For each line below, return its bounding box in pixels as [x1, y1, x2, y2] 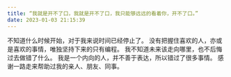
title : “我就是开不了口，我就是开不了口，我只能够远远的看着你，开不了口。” [7, 10, 198, 17]
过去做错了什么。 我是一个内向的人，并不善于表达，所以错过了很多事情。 [7, 53, 216, 62]
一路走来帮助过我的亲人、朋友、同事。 [13, 62, 123, 70]
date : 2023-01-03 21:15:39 [7, 16, 86, 23]
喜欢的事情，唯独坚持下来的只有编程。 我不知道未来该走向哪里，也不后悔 [13, 45, 223, 53]
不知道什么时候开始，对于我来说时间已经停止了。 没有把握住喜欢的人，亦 [7, 36, 216, 45]
